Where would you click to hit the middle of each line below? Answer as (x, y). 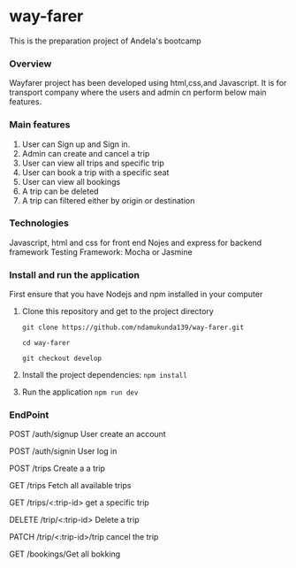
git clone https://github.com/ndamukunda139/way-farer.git (133, 328)
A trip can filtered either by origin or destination (108, 200)
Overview (30, 64)
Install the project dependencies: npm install (104, 375)
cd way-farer (46, 343)
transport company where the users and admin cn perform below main (138, 92)
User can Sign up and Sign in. (76, 144)
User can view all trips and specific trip (93, 163)
